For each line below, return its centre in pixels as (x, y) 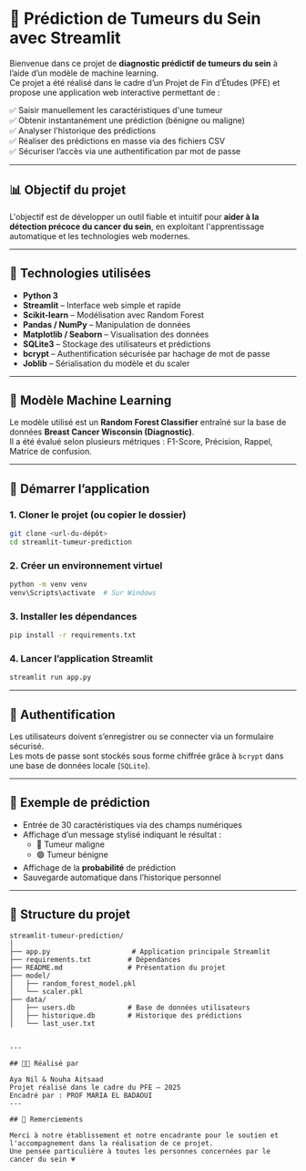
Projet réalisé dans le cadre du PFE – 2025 (95, 1087)
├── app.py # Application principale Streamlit (140, 951)
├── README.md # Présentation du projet (117, 967)
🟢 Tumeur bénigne (72, 854)
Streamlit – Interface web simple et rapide (102, 305)
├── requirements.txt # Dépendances (95, 959)
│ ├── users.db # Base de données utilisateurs (130, 1008)
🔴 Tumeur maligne (70, 844)
